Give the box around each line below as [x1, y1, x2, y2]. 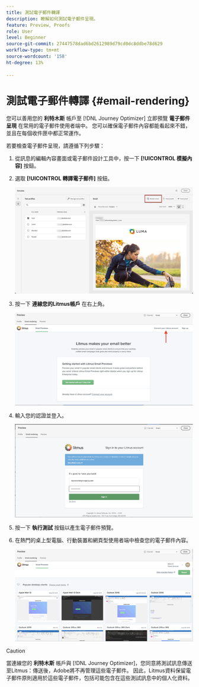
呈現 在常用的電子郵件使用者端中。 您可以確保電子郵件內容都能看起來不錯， [6, 122, 191, 129]
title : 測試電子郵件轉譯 [6, 10, 60, 15]
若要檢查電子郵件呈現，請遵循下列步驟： [6, 143, 105, 150]
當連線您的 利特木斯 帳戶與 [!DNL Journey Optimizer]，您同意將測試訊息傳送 [6, 660, 192, 667]
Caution [6, 647, 25, 654]
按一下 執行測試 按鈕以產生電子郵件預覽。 [14, 524, 117, 531]
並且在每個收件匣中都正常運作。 [6, 129, 84, 137]
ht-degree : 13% [6, 59, 44, 65]
